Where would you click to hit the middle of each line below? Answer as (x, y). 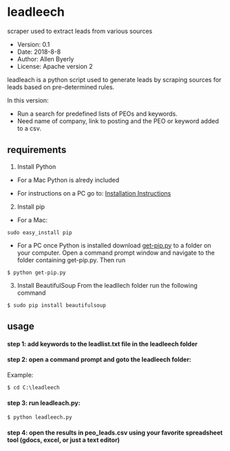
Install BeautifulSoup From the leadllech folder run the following (107, 285)
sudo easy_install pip (40, 232)
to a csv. (29, 128)
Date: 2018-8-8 (39, 52)
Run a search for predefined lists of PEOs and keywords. (97, 114)
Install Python (36, 167)
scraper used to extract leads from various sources (80, 31)
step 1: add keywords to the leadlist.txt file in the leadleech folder (102, 344)
